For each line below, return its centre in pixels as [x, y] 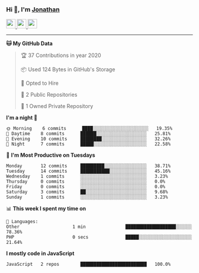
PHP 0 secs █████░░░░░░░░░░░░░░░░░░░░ [99, 237]
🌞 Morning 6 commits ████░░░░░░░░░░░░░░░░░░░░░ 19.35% [89, 129]
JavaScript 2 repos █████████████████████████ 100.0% [88, 264]
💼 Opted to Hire [40, 83]
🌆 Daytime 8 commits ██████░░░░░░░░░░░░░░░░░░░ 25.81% [88, 134]
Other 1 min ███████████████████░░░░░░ [99, 227]
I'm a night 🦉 [22, 118]
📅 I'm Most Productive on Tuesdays [51, 155]
